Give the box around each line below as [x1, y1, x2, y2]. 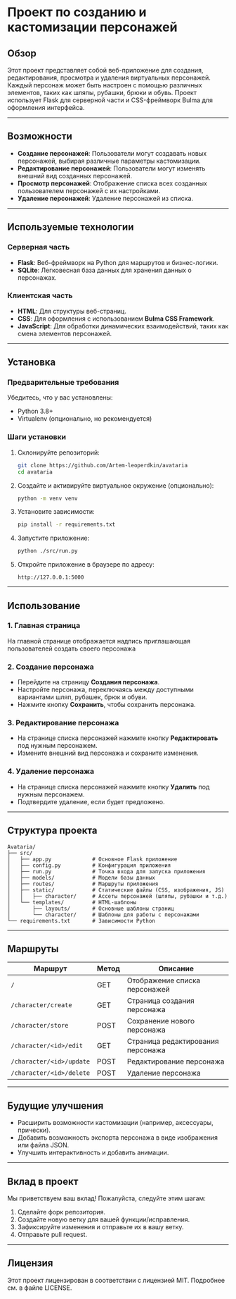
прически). [17, 1126, 51, 1135]
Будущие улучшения [7, 1100, 104, 1112]
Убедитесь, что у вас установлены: [7, 393, 113, 402]
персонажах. [17, 273, 58, 282]
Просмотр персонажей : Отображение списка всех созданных [17, 179, 207, 187]
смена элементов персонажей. [17, 329, 112, 338]
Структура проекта [7, 825, 98, 837]
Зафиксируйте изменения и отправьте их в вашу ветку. [17, 1222, 184, 1231]
